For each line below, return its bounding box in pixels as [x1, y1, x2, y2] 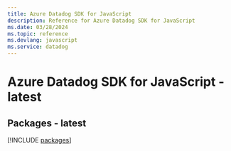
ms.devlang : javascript [7, 37, 78, 44]
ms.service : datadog [7, 43, 69, 50]
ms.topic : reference [7, 30, 69, 38]
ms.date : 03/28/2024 [7, 23, 69, 30]
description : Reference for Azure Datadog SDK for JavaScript [7, 17, 195, 24]
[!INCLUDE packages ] [7, 136, 72, 144]
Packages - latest [7, 117, 87, 129]
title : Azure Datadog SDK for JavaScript [7, 10, 132, 18]
